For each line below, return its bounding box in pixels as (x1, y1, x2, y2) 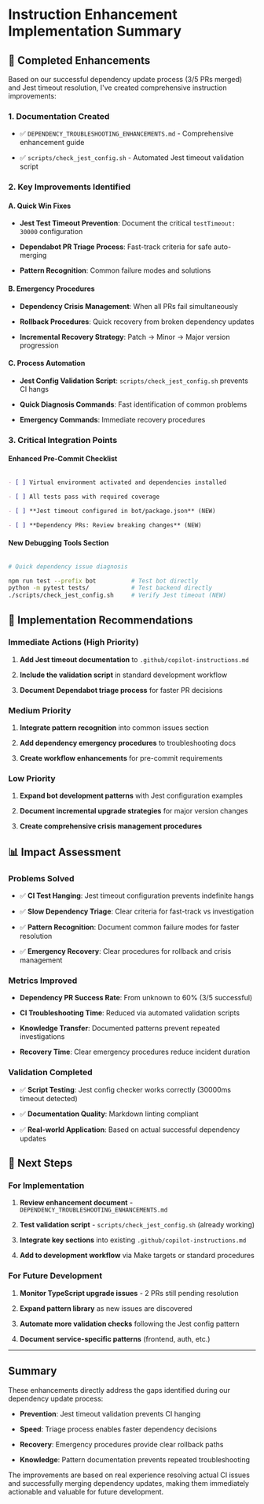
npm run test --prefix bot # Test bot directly (8, 577, 199, 585)
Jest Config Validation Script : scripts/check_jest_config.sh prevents (19, 376, 249, 385)
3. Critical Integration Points (8, 434, 118, 445)
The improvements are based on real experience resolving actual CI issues (8, 1470, 250, 1480)
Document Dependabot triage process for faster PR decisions (19, 685, 223, 694)
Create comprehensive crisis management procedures (19, 821, 203, 831)
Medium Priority (8, 705, 71, 716)
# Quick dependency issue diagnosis (8, 562, 128, 571)
